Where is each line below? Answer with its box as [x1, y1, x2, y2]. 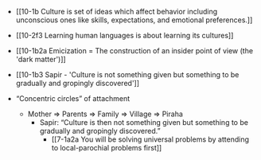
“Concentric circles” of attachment [15, 94, 130, 103]
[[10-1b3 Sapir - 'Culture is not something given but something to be [15, 70, 240, 79]
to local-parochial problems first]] [51, 143, 162, 152]
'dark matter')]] [15, 55, 66, 64]
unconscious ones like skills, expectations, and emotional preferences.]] [15, 15, 253, 25]
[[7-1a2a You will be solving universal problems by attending [51, 135, 249, 144]
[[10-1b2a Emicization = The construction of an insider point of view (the [15, 46, 253, 55]
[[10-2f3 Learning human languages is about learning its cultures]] [15, 31, 234, 40]
